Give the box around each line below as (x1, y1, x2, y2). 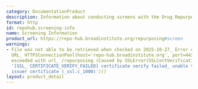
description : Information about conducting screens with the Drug (6, 14, 173, 20)
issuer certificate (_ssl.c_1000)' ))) (11, 69, 107, 74)
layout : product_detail (6, 74, 65, 80)
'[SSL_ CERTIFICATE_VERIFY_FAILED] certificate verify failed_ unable (11, 63, 189, 69)
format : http (6, 19, 38, 25)
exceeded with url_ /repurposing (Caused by (11, 57, 123, 63)
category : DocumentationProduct (6, 8, 85, 15)
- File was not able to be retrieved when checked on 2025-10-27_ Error (6, 47, 189, 53)
